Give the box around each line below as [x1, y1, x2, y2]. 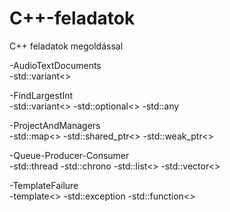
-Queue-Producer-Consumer [9, 149, 130, 161]
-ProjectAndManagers [9, 119, 101, 131]
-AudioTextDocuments [9, 59, 102, 71]
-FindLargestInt [9, 89, 74, 101]
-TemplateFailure [9, 179, 79, 191]
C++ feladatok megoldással [9, 40, 124, 52]
